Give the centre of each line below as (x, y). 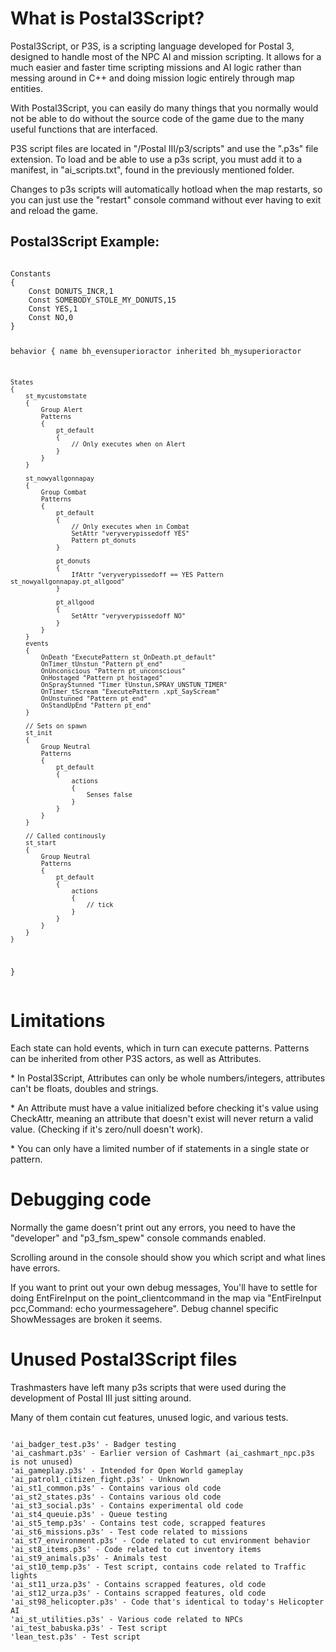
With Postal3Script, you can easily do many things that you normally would (164, 108)
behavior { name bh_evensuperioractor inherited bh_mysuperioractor (156, 351)
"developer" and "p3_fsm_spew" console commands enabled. (138, 1238)
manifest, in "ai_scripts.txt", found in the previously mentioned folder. (152, 169)
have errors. (35, 1268)
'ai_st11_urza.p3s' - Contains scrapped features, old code (138, 1585)
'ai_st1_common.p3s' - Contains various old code (116, 1488)
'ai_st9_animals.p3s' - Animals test (89, 1558)
